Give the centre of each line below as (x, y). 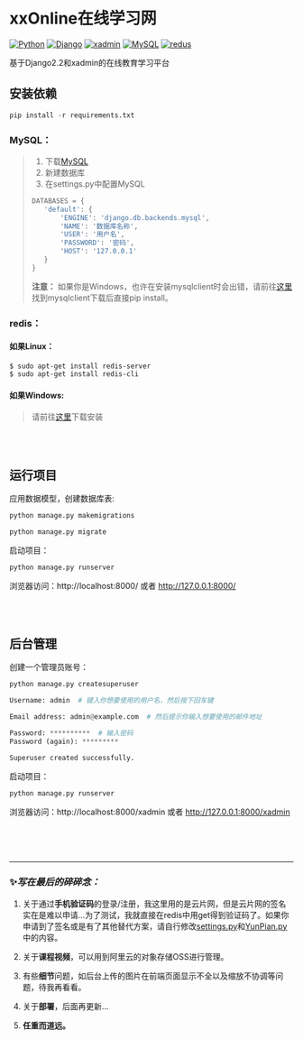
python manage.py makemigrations (72, 515)
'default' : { (68, 209)
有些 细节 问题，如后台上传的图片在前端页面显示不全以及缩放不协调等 (149, 976)
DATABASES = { (58, 201)
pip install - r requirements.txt (72, 115)
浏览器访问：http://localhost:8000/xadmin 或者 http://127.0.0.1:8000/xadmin (150, 812)
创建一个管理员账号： (49, 667)
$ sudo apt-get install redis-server (80, 366)
